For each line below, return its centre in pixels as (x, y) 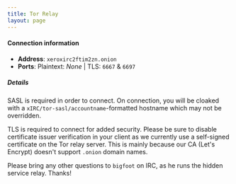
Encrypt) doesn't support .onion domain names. (78, 151)
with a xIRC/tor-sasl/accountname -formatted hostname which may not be (114, 108)
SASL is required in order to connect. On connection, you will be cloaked (113, 100)
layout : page (27, 21)
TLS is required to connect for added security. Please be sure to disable (112, 129)
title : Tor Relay (33, 14)
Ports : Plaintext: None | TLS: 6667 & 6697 (77, 66)
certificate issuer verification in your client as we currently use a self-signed (118, 137)
